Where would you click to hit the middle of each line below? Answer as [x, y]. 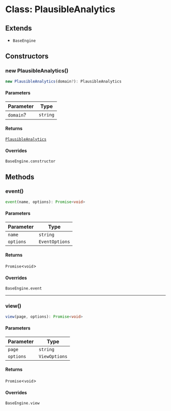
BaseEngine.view [22, 403]
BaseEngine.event [24, 288]
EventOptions [54, 242]
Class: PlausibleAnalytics [60, 9]
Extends [19, 28]
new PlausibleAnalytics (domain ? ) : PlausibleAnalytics [64, 81]
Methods [20, 177]
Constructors [27, 56]
